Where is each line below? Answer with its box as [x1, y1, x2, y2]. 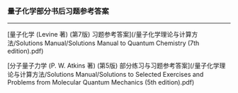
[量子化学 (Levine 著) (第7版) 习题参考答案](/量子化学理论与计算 [7, 30, 192, 39]
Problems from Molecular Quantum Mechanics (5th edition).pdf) [7, 78, 195, 87]
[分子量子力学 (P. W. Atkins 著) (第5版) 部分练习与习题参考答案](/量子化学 [7, 61, 220, 70]
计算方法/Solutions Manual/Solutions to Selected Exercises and [19, 70, 204, 79]
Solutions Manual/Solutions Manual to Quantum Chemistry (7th [16, 39, 200, 47]
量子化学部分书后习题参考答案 [7, 6, 110, 15]
